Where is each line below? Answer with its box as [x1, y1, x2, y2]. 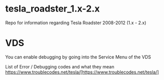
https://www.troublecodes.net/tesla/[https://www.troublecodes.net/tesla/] [5, 69, 159, 75]
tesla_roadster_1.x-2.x [5, 3, 100, 15]
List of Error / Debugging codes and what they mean [5, 63, 115, 69]
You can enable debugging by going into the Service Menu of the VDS [5, 54, 151, 60]
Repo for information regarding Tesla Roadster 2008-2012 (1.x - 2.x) [5, 20, 146, 26]
